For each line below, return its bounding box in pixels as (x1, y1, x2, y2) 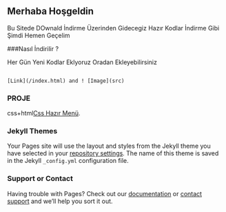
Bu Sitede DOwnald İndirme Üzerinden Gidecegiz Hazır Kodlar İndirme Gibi (7, 23, 220, 32)
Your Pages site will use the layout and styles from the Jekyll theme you (7, 142, 212, 151)
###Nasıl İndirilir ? (7, 44, 59, 52)
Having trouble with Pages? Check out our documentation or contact (7, 189, 202, 197)
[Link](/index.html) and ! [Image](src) (7, 77, 125, 84)
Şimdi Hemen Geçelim (7, 31, 70, 39)
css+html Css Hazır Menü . (7, 109, 81, 117)
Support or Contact (7, 174, 74, 184)
